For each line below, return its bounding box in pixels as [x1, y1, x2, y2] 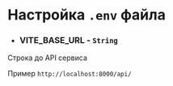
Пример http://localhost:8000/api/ [7, 69, 132, 79]
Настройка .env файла [7, 6, 167, 24]
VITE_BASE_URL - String [19, 35, 118, 46]
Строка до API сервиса [7, 53, 88, 62]
